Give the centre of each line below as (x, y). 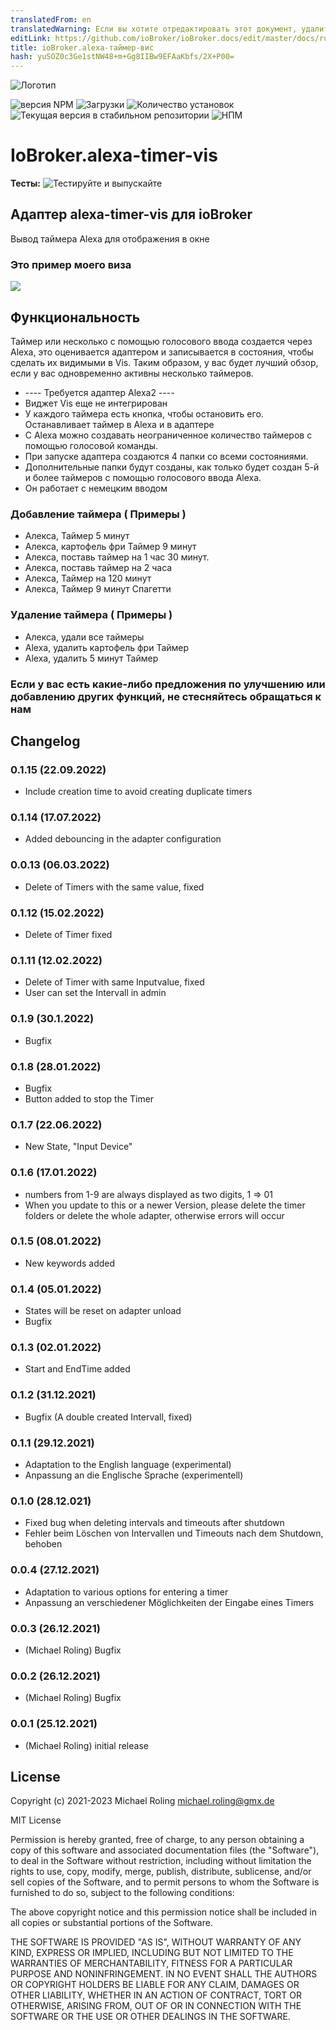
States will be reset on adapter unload (103, 1311)
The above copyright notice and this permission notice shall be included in (163, 1912)
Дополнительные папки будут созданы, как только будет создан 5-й (172, 467)
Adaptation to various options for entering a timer (126, 1592)
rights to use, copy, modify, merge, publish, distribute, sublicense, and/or (161, 1872)
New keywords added (70, 1263)
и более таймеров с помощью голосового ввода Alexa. (143, 477)
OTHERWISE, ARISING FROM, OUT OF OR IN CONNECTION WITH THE (156, 2006)
